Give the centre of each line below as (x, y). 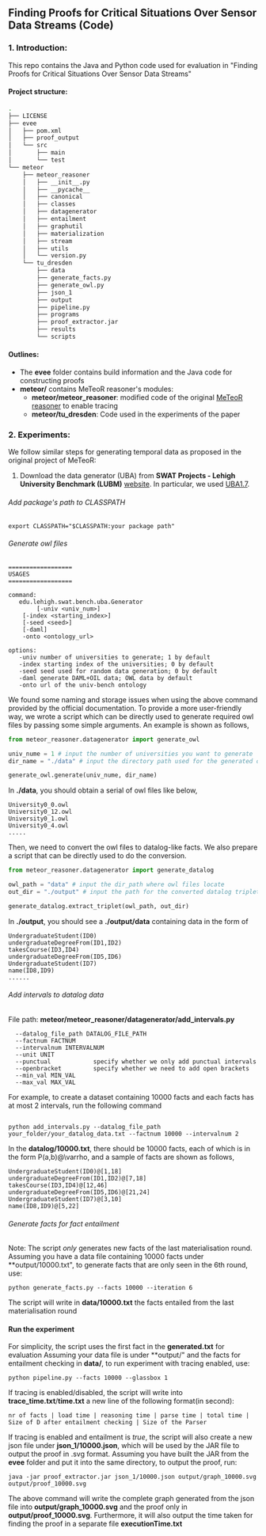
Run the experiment (42, 1329)
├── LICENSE (28, 116)
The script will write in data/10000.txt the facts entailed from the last (121, 1302)
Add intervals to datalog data (56, 995)
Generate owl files (38, 544)
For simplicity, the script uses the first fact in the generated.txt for (116, 1347)
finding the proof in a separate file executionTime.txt (95, 1524)
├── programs (58, 315)
